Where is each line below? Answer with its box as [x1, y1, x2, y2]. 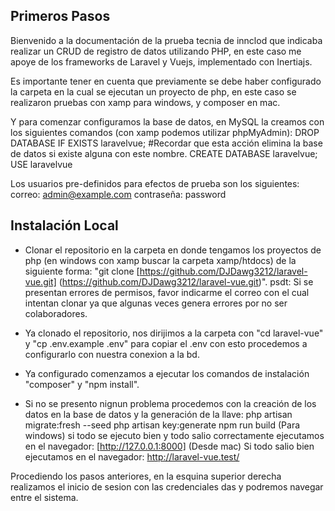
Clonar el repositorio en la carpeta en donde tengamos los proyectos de [24, 244, 322, 256]
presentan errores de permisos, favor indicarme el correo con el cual [24, 286, 310, 298]
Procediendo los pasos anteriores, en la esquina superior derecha [10, 470, 282, 482]
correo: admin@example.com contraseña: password [10, 188, 227, 200]
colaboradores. [24, 307, 88, 319]
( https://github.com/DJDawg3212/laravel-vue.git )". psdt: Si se [58, 275, 314, 288]
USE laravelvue [10, 158, 73, 170]
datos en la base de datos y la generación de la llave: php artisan [24, 408, 293, 420]
